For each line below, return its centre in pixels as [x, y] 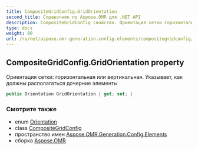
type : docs [19, 28]
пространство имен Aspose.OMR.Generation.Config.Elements [91, 134]
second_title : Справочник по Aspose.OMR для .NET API [74, 17]
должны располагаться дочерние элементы [62, 83]
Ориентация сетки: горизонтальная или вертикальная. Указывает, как [95, 76]
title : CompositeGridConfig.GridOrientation [62, 11]
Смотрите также [32, 109]
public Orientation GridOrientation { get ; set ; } [70, 94]
